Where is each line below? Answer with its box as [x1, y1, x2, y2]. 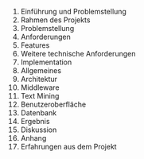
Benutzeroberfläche [20, 99, 87, 109]
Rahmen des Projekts [20, 15, 91, 25]
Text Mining [20, 91, 60, 100]
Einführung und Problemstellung [20, 7, 126, 16]
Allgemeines [20, 66, 62, 75]
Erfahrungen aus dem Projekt [20, 142, 118, 151]
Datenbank [20, 108, 57, 118]
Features [20, 41, 50, 50]
